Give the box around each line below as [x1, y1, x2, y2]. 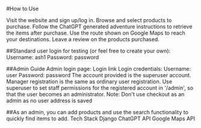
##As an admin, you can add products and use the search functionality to [6, 109, 188, 115]
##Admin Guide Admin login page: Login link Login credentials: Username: [6, 65, 191, 72]
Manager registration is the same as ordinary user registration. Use [6, 78, 173, 85]
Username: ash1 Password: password [6, 54, 99, 60]
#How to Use [6, 5, 39, 12]
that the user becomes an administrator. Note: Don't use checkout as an [6, 91, 185, 97]
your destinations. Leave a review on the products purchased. [6, 36, 159, 42]
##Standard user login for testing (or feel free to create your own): [6, 47, 171, 54]
